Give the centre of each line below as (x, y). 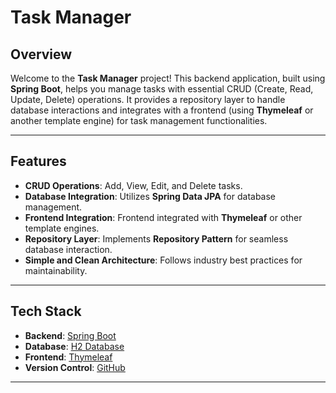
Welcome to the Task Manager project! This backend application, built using (168, 78)
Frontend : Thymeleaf (68, 357)
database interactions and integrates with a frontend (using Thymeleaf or (162, 110)
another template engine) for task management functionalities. (139, 120)
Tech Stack (46, 311)
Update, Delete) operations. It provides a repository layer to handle (148, 99)
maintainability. (56, 270)
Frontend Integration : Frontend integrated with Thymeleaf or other (163, 217)
